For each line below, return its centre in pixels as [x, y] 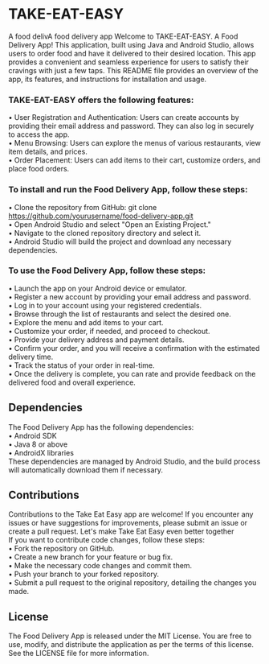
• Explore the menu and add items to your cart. [86, 322]
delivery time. [31, 357]
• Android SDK [33, 435]
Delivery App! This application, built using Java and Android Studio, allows [131, 44]
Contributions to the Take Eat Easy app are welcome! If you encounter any [131, 514]
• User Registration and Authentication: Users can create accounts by [124, 118]
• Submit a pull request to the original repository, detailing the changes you [132, 583]
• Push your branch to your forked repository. [84, 574]
